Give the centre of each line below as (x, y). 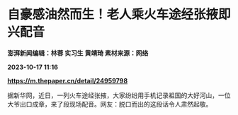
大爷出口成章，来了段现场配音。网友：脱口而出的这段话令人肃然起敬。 (110, 104)
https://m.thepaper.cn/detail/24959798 (68, 80)
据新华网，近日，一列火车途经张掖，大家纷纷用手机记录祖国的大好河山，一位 (119, 95)
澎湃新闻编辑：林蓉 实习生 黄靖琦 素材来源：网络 (78, 53)
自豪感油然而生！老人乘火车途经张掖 (113, 14)
